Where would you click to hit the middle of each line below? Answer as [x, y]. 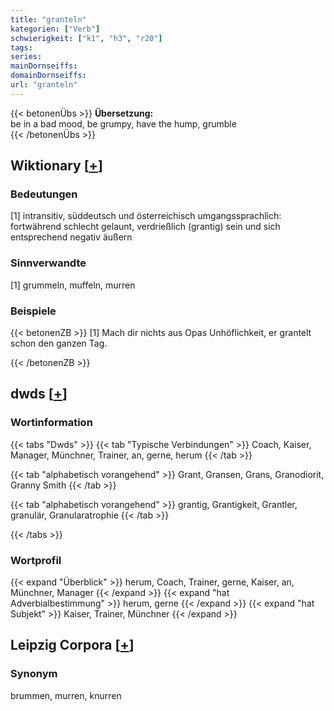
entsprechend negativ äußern [71, 237]
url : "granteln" [44, 85]
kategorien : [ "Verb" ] [55, 29]
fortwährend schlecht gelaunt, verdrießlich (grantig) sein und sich [145, 227]
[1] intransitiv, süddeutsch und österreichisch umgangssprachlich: [146, 216]
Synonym [34, 674]
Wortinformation [51, 423]
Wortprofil [36, 560]
